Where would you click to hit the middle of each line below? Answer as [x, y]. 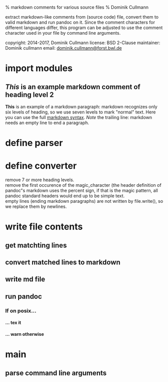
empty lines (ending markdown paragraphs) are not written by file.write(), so [84, 201]
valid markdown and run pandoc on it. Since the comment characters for [80, 22]
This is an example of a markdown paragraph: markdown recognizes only [81, 107]
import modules [39, 69]
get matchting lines [36, 245]
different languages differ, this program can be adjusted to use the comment [84, 28]
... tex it [13, 323]
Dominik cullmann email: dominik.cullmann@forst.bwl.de [63, 48]
